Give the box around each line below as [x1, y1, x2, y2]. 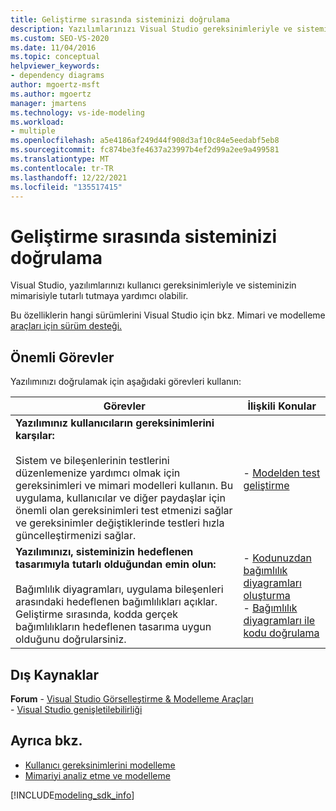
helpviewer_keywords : [10, 61, 101, 71]
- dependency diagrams [10, 71, 105, 81]
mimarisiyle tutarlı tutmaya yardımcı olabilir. [10, 290, 189, 302]
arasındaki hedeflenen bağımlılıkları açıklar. [15, 595, 218, 609]
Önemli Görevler [10, 349, 115, 366]
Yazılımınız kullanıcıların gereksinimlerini [15, 416, 215, 430]
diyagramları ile [243, 614, 316, 628]
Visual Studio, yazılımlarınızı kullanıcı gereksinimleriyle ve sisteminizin [10, 279, 297, 291]
